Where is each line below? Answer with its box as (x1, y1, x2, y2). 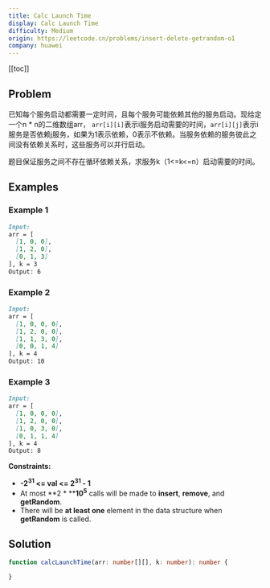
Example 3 (8, 376, 51, 387)
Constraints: (8, 462, 51, 471)
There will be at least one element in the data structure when (19, 505, 223, 515)
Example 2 (8, 286, 51, 298)
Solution (8, 537, 51, 551)
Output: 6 (8, 267, 42, 276)
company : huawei (8, 42, 63, 50)
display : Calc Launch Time (8, 19, 99, 27)
